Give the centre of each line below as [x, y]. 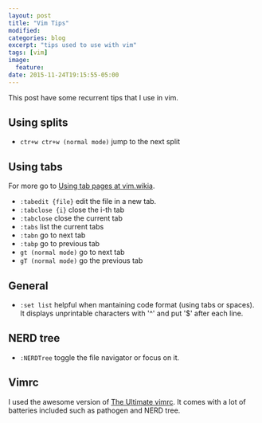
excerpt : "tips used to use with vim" [72, 45]
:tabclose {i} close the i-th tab [72, 210]
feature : [30, 68]
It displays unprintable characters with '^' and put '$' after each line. [131, 313]
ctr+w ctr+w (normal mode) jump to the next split [100, 142]
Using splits [38, 123]
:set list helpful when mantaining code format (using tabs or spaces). [137, 305]
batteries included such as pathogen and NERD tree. [94, 410]
